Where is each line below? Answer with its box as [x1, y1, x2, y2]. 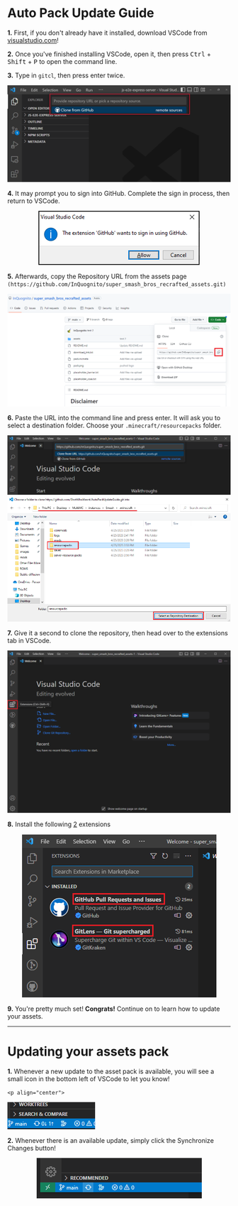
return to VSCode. [7, 197, 60, 205]
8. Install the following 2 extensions [7, 820, 111, 828]
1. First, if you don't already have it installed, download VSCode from [7, 28, 208, 37]
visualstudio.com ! [7, 35, 59, 44]
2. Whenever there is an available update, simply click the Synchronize [7, 1136, 215, 1144]
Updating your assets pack [7, 1043, 169, 1060]
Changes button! [7, 1144, 57, 1152]
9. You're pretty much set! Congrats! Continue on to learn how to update [7, 1004, 220, 1013]
